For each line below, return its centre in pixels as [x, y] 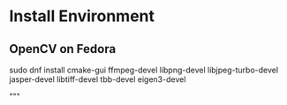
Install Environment [82, 16]
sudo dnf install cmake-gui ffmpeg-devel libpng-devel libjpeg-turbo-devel [144, 70]
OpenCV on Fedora [63, 49]
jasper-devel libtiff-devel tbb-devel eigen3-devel [98, 79]
